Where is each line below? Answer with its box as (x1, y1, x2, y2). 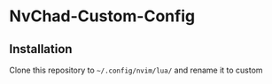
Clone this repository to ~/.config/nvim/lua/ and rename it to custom (9, 65, 263, 75)
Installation (9, 42, 73, 57)
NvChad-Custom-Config (9, 6, 196, 27)
